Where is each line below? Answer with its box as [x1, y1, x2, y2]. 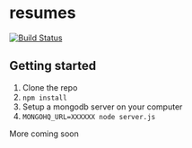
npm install [22, 93, 67, 102]
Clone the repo [22, 82, 78, 92]
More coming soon [9, 128, 79, 139]
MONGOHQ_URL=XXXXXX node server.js [22, 112, 156, 121]
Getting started [9, 58, 97, 74]
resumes [9, 3, 76, 23]
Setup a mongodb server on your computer [22, 101, 183, 112]
